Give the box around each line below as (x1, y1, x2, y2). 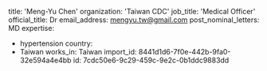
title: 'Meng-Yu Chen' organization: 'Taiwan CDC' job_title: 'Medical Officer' (8, 7, 256, 16)
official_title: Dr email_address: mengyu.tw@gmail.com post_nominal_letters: (8, 15, 260, 24)
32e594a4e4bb (19, 55, 72, 65)
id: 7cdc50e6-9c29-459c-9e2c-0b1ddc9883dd (73, 55, 230, 65)
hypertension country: (19, 39, 93, 48)
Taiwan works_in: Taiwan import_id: (19, 47, 137, 56)
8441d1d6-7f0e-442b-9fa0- (138, 47, 231, 56)
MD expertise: (8, 24, 54, 32)
